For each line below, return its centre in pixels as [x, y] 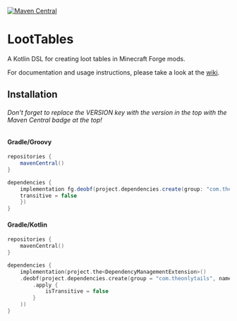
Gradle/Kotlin [28, 225]
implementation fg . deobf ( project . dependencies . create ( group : [111, 189]
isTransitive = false [77, 291]
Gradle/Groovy [30, 141]
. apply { [45, 285]
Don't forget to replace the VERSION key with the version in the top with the [117, 112]
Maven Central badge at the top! [55, 120]
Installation [32, 95]
